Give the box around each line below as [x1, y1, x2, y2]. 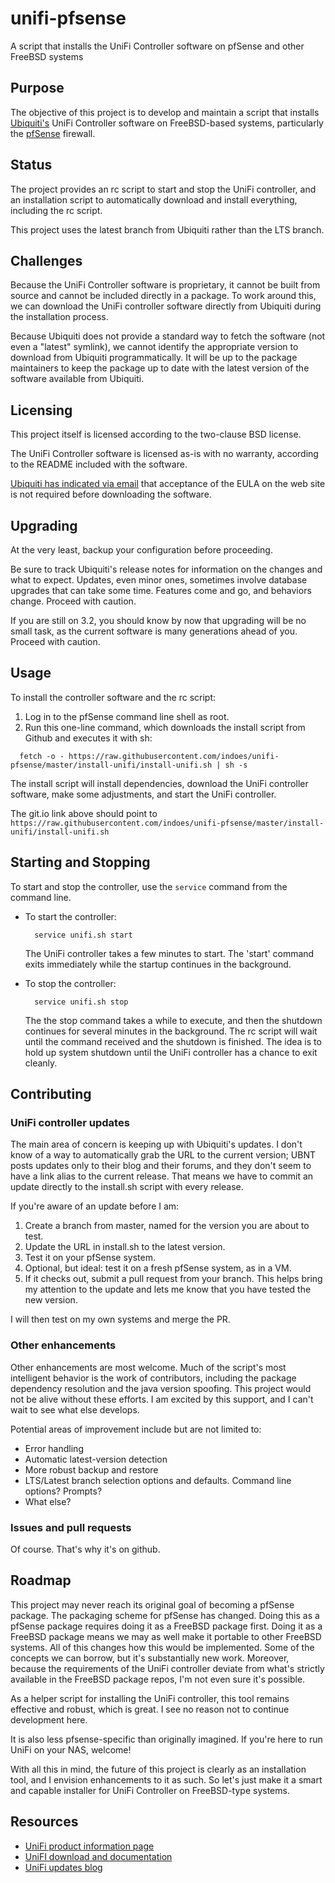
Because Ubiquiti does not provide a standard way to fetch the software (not [10, 330, 326, 342]
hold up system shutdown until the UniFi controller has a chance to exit [24, 1046, 318, 1058]
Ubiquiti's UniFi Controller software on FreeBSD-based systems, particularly [10, 117, 324, 129]
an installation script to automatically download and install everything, [10, 193, 298, 206]
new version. [24, 1294, 78, 1306]
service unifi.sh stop [34, 997, 129, 1007]
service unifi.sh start [34, 930, 133, 940]
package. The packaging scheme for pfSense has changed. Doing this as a [10, 1609, 320, 1621]
